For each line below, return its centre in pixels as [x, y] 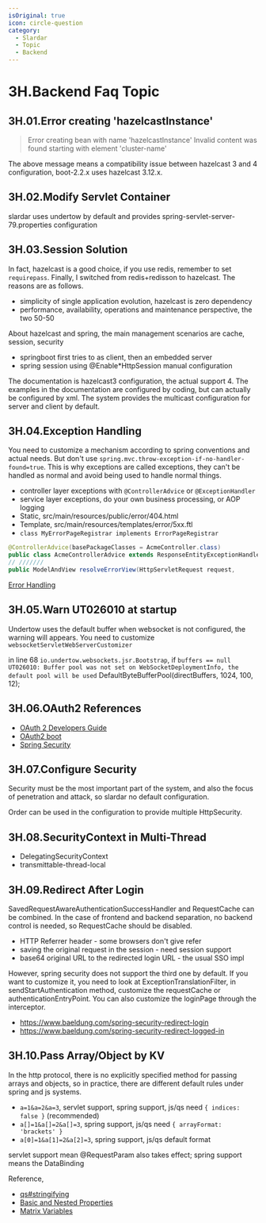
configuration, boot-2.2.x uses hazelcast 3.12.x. [85, 172]
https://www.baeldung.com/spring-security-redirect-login [114, 1022]
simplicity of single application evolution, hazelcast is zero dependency [136, 301]
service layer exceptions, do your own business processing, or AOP [130, 499]
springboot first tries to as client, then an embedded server [116, 357]
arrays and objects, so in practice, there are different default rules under [126, 1083]
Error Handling [32, 585]
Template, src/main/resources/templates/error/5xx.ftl [106, 525]
